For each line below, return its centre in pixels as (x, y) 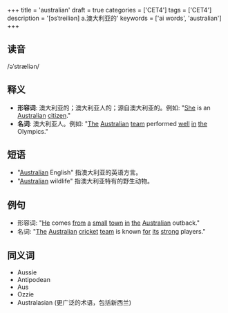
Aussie (27, 272)
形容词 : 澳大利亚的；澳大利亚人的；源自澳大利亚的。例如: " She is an (114, 108)
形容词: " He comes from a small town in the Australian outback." (108, 223)
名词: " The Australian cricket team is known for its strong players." (111, 232)
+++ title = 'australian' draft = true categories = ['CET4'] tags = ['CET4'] (110, 10)
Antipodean (34, 280)
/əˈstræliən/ (23, 66)
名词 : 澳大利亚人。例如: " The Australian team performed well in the (112, 123)
